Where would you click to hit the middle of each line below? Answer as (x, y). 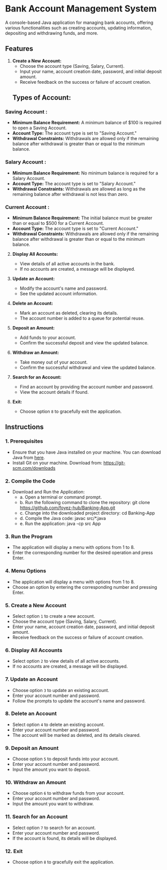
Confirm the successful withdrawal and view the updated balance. (88, 367)
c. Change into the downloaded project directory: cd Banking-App (87, 513)
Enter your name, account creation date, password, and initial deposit (83, 627)
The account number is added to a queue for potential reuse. (82, 318)
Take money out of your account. (54, 362)
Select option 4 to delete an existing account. (58, 724)
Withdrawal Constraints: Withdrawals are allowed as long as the (79, 189)
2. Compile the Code (30, 481)
